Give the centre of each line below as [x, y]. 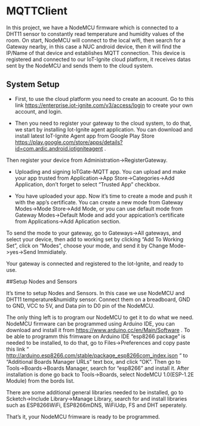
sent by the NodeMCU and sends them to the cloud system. [80, 65]
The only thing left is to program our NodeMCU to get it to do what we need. [100, 317]
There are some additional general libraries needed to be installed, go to [95, 392]
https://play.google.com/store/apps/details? [69, 142]
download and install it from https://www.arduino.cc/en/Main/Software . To [98, 330]
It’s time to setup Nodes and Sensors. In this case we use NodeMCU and [96, 293]
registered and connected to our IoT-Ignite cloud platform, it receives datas [99, 59]
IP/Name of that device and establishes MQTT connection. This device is [96, 53]
